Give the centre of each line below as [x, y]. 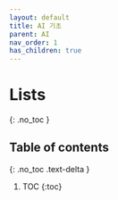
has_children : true [46, 51]
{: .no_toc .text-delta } [50, 169]
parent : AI [29, 34]
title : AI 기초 [36, 26]
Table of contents [59, 148]
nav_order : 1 [34, 42]
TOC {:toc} [42, 186]
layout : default [39, 17]
